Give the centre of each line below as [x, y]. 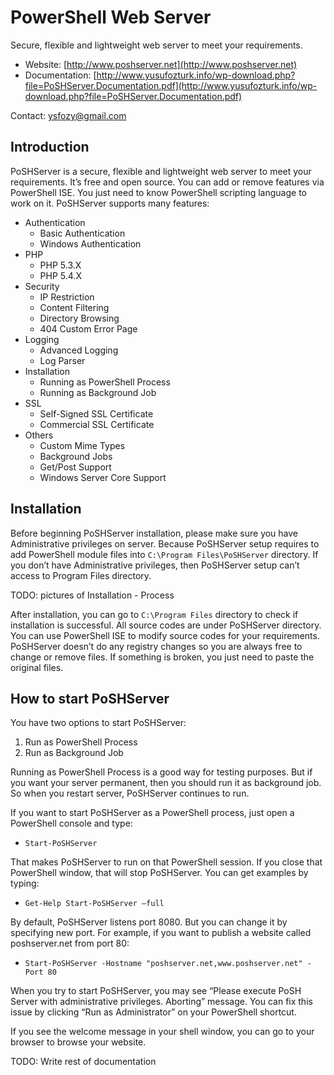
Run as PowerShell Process [81, 742]
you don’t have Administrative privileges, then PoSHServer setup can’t [155, 565]
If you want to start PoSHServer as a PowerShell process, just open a [152, 813]
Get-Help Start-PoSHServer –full [94, 904]
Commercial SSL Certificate [97, 424]
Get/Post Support [75, 467]
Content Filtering [74, 307]
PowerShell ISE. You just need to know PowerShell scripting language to [158, 192]
